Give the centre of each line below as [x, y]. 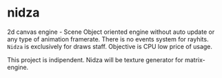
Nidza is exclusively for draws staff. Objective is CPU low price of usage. [110, 46]
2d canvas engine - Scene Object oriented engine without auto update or [111, 32]
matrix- [195, 59]
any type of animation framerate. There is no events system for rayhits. [108, 39]
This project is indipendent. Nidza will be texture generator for [95, 59]
